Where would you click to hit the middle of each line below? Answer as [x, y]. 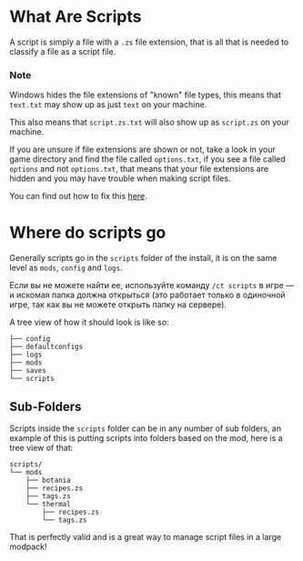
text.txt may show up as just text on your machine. [108, 105]
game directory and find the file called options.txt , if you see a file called [148, 159]
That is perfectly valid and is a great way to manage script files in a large [146, 536]
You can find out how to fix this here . [78, 196]
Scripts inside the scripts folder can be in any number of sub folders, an [146, 428]
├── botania [48, 480]
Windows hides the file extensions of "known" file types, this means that [146, 95]
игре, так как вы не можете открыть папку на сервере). [118, 305]
